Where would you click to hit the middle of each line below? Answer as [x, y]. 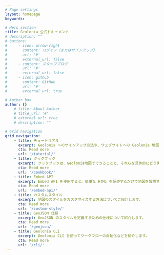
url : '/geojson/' [36, 227]
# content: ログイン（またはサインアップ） [51, 50]
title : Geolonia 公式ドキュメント [37, 32]
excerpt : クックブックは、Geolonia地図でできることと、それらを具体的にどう [87, 163]
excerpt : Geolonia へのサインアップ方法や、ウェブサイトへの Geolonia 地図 [89, 145]
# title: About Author [37, 109]
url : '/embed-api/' [38, 191]
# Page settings [21, 10]
